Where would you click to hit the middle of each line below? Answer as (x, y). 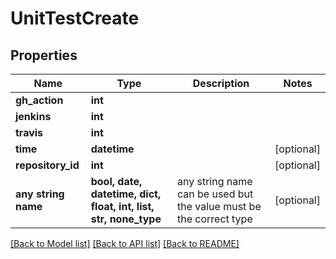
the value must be (219, 206)
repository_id (47, 165)
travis (29, 132)
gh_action (39, 100)
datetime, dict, (126, 194)
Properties (44, 55)
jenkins (33, 116)
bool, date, (116, 181)
